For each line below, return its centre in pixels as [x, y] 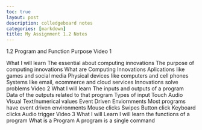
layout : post [23, 17]
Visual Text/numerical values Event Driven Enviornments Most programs [96, 101]
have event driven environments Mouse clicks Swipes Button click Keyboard [101, 108]
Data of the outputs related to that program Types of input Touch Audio [95, 95]
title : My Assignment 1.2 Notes [47, 34]
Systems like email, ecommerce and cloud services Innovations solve [93, 82]
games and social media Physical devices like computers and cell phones [97, 76]
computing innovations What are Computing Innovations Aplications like [96, 69]
